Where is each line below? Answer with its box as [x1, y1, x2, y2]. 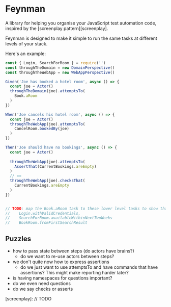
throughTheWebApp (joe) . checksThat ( [10, 178, 85, 184]
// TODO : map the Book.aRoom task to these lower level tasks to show [5, 206, 158, 211]
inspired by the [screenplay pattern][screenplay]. [5, 25, 108, 31]
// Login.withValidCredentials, [5, 211, 81, 216]
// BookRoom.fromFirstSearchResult [5, 220, 88, 225]
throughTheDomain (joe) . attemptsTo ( [10, 89, 85, 94]
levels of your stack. [5, 40, 48, 46]
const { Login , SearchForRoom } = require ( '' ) [5, 60, 106, 65]
